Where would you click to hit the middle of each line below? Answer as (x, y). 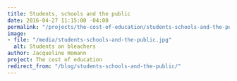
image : (17, 33)
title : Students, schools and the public (69, 14)
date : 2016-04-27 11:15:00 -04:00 (58, 20)
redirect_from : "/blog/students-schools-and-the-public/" (94, 66)
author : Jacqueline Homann (47, 54)
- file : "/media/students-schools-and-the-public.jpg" (90, 40)
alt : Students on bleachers (55, 46)
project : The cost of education (55, 60)
